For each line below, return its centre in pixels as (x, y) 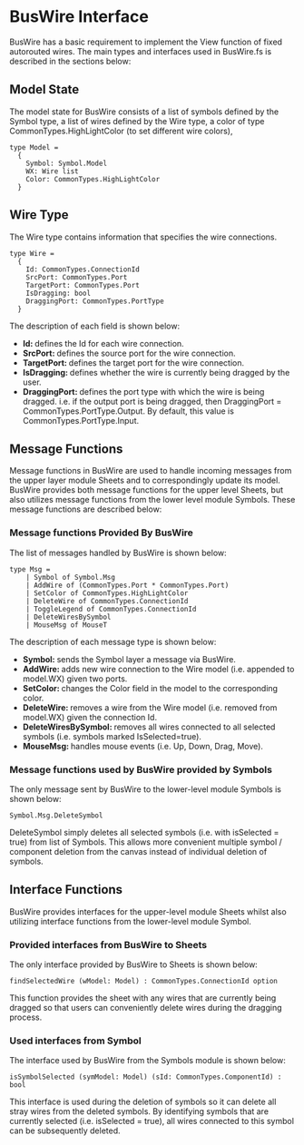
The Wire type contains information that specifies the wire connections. (143, 237)
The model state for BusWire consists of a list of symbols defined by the (144, 112)
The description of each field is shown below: (94, 326)
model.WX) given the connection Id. (89, 717)
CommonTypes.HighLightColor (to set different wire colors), (121, 131)
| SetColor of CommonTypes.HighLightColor (107, 593)
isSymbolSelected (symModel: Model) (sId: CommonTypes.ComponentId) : (146, 1077)
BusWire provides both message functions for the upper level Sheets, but (147, 490)
